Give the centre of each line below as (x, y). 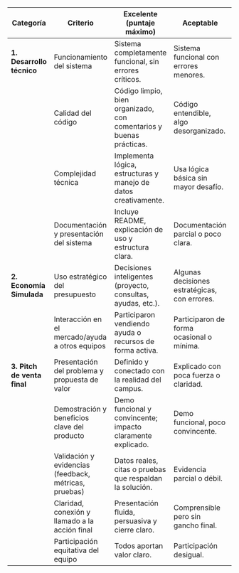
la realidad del (138, 380)
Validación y (74, 456)
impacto (128, 427)
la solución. (133, 487)
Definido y (132, 362)
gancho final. (195, 525)
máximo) (141, 32)
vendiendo (132, 324)
